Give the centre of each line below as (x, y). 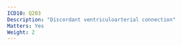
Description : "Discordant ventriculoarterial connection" (91, 20)
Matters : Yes (26, 26)
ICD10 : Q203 (24, 13)
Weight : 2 (21, 32)
